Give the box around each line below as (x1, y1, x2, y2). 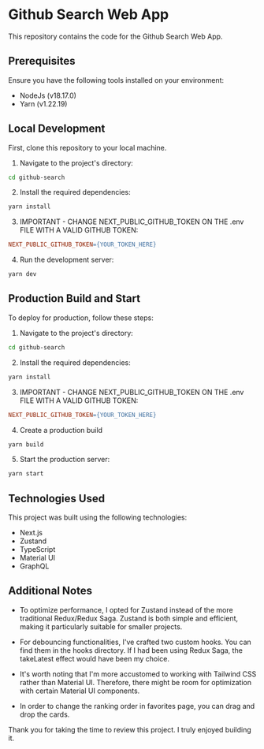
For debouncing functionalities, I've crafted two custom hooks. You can (19, 637, 252, 647)
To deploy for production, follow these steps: (8, 313, 154, 322)
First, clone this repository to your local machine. (8, 143, 167, 152)
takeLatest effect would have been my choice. (19, 654, 170, 663)
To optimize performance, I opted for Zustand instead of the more (19, 605, 234, 614)
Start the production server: (19, 455, 110, 464)
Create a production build (19, 425, 103, 434)
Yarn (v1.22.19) (19, 99, 68, 108)
